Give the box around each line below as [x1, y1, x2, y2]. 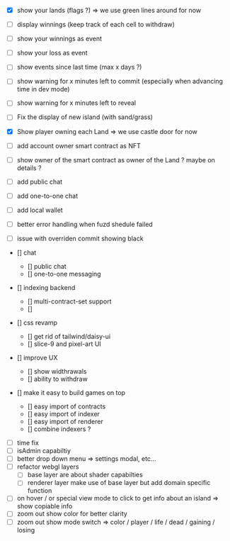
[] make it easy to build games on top [16, 389, 125, 396]
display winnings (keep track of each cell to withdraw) [16, 21, 175, 29]
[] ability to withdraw [27, 375, 88, 383]
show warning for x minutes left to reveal [16, 99, 136, 107]
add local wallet [16, 206, 63, 214]
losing [16, 525, 35, 534]
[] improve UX [16, 354, 58, 362]
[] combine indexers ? [27, 425, 91, 433]
